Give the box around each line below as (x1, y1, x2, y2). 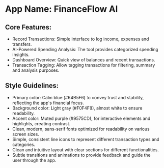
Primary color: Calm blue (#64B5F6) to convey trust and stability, (12, 94, 144, 100)
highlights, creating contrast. (12, 120, 71, 126)
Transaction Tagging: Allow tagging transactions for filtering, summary (12, 62, 155, 68)
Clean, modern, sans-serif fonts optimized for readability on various (12, 126, 150, 132)
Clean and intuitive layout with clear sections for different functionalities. (12, 146, 159, 153)
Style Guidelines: (5, 82, 59, 90)
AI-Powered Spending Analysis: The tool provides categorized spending (12, 47, 159, 52)
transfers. (12, 41, 32, 47)
